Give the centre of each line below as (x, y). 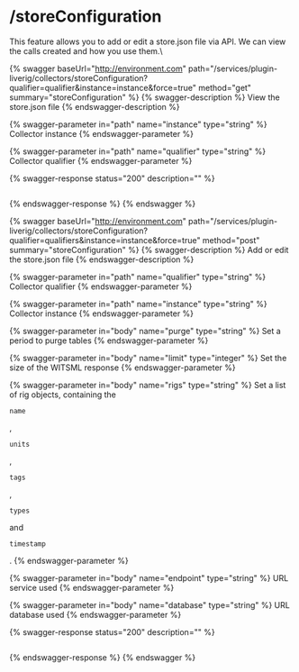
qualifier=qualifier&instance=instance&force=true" (103, 87)
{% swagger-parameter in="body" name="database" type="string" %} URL (149, 604)
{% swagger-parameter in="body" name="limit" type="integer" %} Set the (148, 358)
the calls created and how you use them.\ (86, 50)
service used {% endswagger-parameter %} (92, 587)
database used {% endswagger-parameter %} (95, 614)
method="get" (225, 87)
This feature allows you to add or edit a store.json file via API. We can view (148, 41)
